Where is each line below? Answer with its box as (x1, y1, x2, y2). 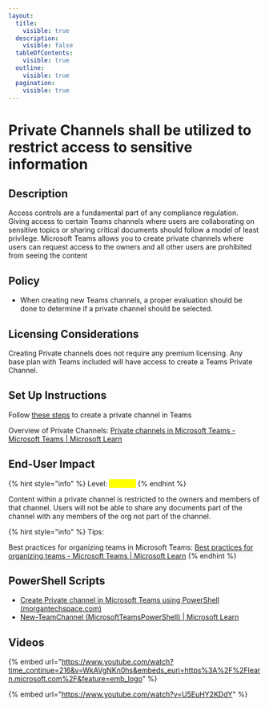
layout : (8, 11, 34, 20)
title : (15, 19, 38, 27)
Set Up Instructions (8, 388, 107, 402)
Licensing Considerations (8, 327, 139, 341)
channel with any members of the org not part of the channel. (8, 511, 211, 521)
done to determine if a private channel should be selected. (19, 304, 214, 314)
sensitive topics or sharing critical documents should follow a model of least (8, 226, 259, 235)
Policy (8, 274, 40, 287)
